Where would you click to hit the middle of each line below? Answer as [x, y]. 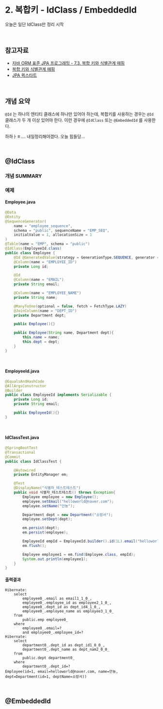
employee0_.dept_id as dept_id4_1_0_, [62, 607]
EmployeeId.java [22, 371]
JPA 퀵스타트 [24, 75]
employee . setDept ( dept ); [48, 519]
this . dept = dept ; [41, 342]
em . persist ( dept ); [41, 528]
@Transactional [20, 452]
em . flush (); [35, 546]
